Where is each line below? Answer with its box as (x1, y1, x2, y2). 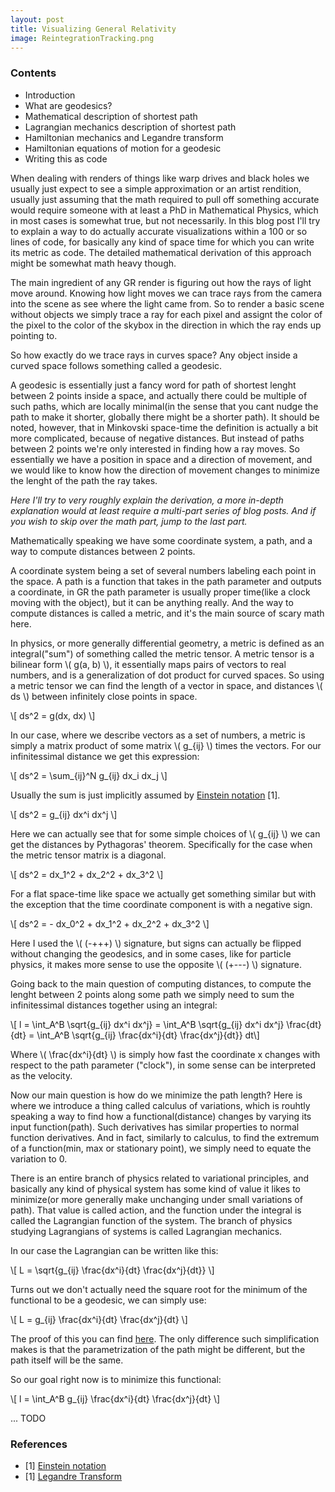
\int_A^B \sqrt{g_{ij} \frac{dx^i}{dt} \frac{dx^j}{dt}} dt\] (36, 1029, 260, 1041)
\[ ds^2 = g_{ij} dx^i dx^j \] (10, 808, 118, 820)
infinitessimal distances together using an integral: (10, 999, 218, 1011)
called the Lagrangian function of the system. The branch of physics (10, 1214, 293, 1226)
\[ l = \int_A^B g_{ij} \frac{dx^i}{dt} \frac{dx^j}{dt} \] (10, 1392, 221, 1405)
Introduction (24, 89, 76, 101)
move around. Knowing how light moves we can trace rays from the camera (10, 287, 323, 299)
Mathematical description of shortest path (24, 110, 198, 122)
